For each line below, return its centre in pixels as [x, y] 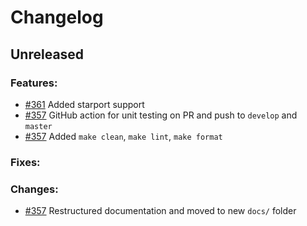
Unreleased [47, 54]
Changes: [34, 189]
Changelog [57, 17]
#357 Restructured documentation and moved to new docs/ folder [160, 211]
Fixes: [25, 162]
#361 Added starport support [84, 104]
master [38, 126]
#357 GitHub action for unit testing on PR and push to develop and [161, 115]
